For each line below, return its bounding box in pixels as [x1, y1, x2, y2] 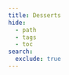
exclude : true [15, 55, 61, 63]
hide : [8, 19, 26, 27]
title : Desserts [8, 11, 61, 20]
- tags [15, 33, 37, 41]
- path [15, 26, 37, 34]
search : [8, 48, 34, 55]
